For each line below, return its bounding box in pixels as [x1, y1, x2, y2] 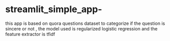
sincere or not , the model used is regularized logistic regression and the [5, 25, 158, 31]
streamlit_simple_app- [5, 4, 102, 15]
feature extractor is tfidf [5, 31, 55, 37]
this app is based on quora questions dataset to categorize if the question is [5, 20, 165, 26]
